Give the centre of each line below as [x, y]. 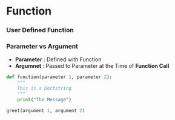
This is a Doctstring [44, 88]
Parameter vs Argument [42, 47]
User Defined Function [40, 30]
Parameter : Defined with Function [58, 59]
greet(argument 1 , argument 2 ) [46, 110]
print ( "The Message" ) [44, 99]
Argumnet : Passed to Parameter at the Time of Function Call [92, 66]
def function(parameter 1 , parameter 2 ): [59, 77]
